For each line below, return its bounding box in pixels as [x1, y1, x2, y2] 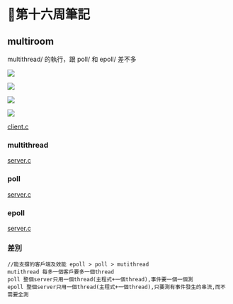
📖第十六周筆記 [7, 6, 91, 23]
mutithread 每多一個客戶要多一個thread [7, 268, 115, 276]
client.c [7, 122, 29, 131]
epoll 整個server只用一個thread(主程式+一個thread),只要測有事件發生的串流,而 [7, 283, 221, 291]
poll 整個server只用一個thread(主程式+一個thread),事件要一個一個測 [7, 276, 193, 283]
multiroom [7, 35, 55, 47]
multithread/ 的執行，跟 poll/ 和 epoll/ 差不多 [7, 55, 137, 63]
